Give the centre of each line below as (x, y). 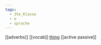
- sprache (20, 23)
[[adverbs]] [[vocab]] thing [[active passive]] (51, 37)
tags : (11, 10)
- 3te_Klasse (23, 14)
